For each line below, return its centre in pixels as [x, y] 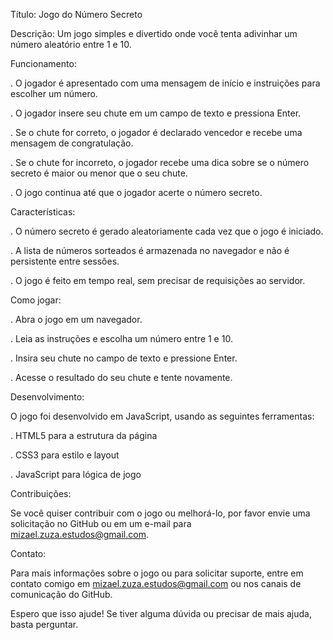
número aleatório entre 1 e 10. [71, 44]
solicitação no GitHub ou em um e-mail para [101, 523]
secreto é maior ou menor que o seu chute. [99, 173]
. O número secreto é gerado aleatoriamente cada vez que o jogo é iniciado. [167, 231]
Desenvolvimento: [47, 397]
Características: [43, 212]
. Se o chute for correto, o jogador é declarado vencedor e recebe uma [156, 132]
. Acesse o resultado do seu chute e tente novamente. [121, 377]
